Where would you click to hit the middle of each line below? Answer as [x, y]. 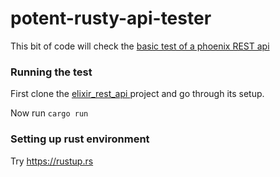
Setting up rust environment [80, 139]
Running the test [51, 72]
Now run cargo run [49, 113]
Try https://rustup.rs [52, 161]
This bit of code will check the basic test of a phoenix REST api [140, 46]
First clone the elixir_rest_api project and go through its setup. [137, 94]
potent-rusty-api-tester [111, 18]
